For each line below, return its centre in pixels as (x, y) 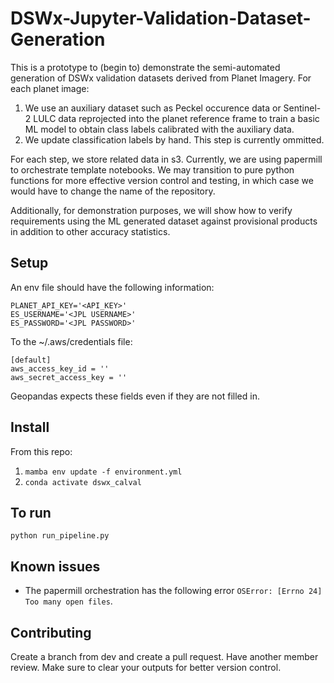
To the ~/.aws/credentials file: (71, 341)
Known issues (55, 566)
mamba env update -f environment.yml (103, 472)
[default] (31, 360)
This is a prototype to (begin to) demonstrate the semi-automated (145, 67)
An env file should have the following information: (112, 287)
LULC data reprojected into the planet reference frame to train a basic (176, 118)
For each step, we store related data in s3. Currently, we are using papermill (166, 159)
